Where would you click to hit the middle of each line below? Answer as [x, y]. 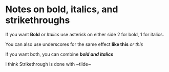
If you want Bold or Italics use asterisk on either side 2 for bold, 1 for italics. [85, 34]
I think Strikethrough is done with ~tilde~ [48, 64]
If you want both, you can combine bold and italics [59, 54]
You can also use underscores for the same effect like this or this [74, 44]
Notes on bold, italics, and [62, 9]
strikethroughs [38, 20]
